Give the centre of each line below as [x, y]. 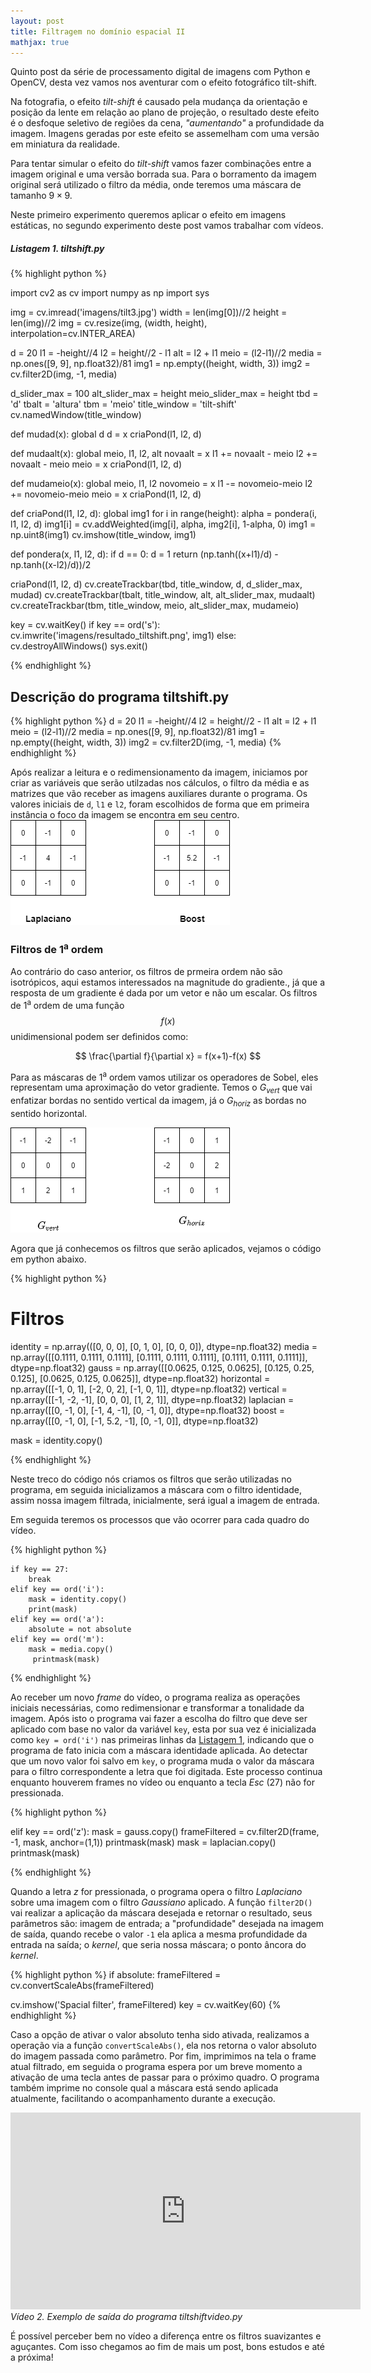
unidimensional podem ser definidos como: [99, 1036]
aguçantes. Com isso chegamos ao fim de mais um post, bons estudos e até [167, 2346]
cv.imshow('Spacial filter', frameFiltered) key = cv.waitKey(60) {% [146, 2004]
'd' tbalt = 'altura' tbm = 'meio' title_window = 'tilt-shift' [123, 404]
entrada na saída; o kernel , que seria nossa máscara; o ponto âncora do [158, 1944]
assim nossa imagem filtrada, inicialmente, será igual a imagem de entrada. [165, 1500]
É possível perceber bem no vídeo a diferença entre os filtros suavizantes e [166, 2336]
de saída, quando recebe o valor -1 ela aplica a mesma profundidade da [159, 1934]
